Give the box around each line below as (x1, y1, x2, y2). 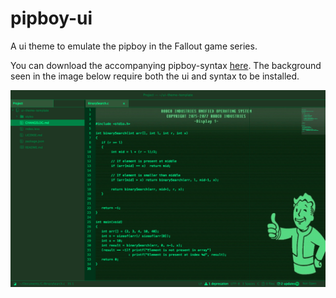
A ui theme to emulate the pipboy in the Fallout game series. (10, 40, 258, 52)
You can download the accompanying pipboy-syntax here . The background (10, 59, 322, 71)
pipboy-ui (10, 7, 93, 30)
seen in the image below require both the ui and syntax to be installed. (10, 70, 300, 82)
